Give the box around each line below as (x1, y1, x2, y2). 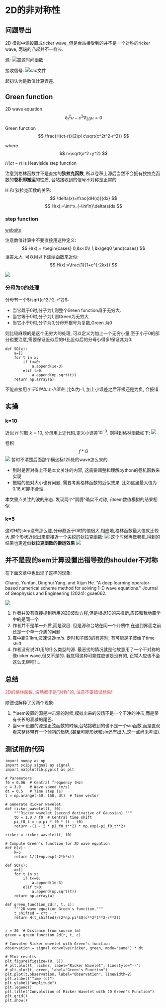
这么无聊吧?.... (12, 659, 42, 665)
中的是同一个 (12, 616, 39, 622)
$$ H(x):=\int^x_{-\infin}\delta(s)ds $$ (44, 203, 123, 209)
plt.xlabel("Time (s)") (5, 976, 55, 981)
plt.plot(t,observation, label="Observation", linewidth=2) (5, 972, 133, 977)
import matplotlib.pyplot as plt (5, 767, 75, 772)
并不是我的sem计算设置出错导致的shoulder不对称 (5, 556, 158, 564)
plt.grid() (5, 994, 28, 999)
